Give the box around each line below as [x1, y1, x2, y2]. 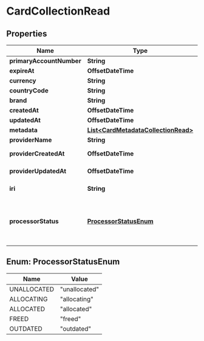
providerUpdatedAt [9, 167, 67, 175]
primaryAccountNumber [9, 57, 82, 65]
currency [9, 77, 36, 84]
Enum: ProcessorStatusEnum [6, 257, 120, 267]
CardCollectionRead [6, 4, 110, 18]
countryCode [9, 86, 49, 95]
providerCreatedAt [9, 150, 65, 157]
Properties [6, 29, 47, 39]
